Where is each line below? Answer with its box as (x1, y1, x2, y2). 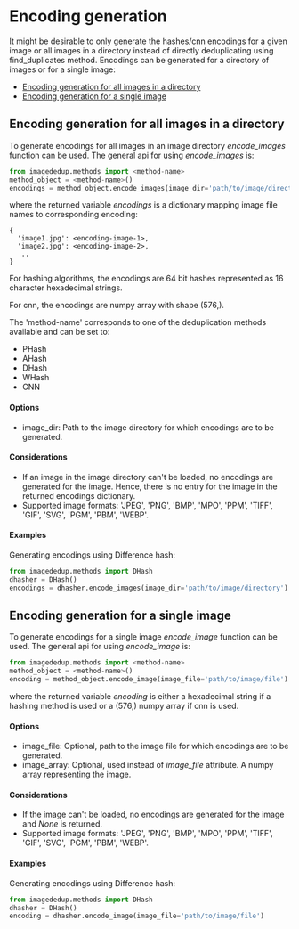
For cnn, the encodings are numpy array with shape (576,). (9, 300, 225, 311)
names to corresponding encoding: (9, 209, 138, 220)
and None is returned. (21, 819, 102, 829)
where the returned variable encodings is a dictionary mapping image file (9, 200, 278, 210)
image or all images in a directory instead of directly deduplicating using (9, 45, 274, 55)
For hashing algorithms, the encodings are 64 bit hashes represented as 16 (9, 273, 284, 284)
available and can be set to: (9, 327, 110, 338)
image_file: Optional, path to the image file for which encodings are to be (21, 741, 289, 752)
